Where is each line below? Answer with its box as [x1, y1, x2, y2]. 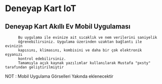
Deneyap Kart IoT [5, 3, 77, 14]
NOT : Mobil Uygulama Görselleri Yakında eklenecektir [5, 73, 113, 79]
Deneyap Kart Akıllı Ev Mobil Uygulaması [5, 22, 131, 31]
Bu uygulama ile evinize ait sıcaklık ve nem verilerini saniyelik [17, 35, 158, 40]
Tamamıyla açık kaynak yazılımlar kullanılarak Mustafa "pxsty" [17, 61, 151, 66]
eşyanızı [5, 52, 23, 57]
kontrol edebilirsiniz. [17, 56, 66, 61]
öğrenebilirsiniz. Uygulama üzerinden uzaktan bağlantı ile [17, 39, 142, 44]
